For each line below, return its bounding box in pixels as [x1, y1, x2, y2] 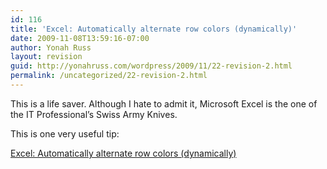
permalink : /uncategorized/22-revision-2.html [10, 71, 208, 81]
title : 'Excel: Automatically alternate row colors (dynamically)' [10, 24, 298, 34]
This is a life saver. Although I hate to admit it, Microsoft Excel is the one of [10, 97, 318, 110]
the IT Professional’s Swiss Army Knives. [10, 108, 178, 120]
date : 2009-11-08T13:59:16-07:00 [10, 33, 150, 43]
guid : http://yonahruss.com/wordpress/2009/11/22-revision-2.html [10, 61, 293, 71]
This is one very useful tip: [10, 127, 120, 140]
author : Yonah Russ [10, 42, 92, 53]
